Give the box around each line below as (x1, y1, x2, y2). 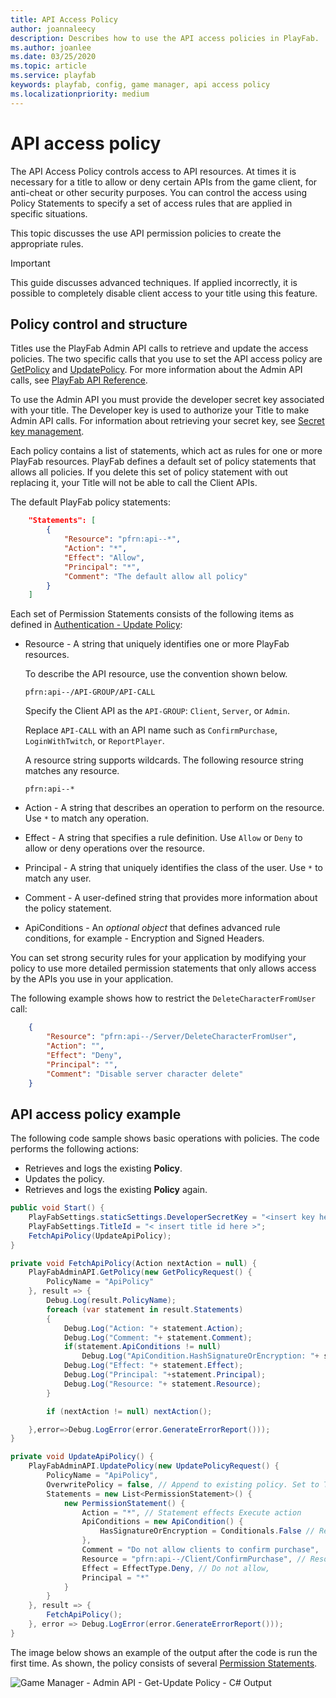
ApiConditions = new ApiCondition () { (81, 1517, 244, 1527)
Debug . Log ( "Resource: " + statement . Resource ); (63, 1379, 262, 1389)
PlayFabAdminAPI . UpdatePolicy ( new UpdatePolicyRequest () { (28, 1461, 280, 1471)
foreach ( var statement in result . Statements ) (46, 1304, 244, 1315)
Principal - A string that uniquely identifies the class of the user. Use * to (24, 862, 323, 874)
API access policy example (10, 1106, 182, 1123)
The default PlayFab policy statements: (10, 496, 171, 508)
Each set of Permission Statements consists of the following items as (10, 608, 295, 620)
